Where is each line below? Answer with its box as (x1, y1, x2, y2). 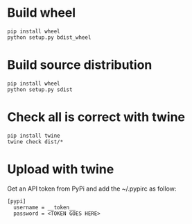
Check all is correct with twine (7, 109, 186, 125)
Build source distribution (7, 57, 152, 73)
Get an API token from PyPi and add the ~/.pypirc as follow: (7, 184, 177, 193)
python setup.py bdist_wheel (7, 33, 91, 41)
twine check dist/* (7, 138, 64, 145)
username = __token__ (13, 204, 76, 211)
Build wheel (7, 5, 76, 21)
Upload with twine (7, 161, 114, 177)
